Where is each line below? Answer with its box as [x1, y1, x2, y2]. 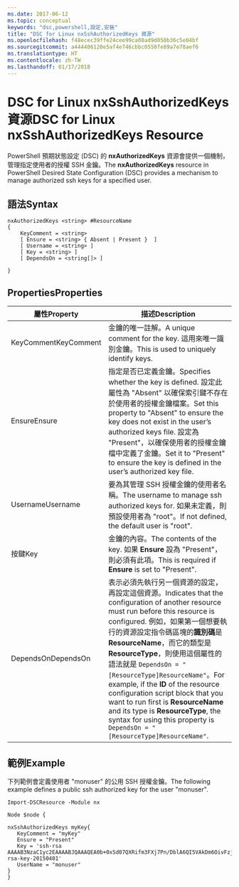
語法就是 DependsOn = [107, 659, 179, 669]
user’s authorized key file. [107, 467, 194, 477]
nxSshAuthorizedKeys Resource [7, 127, 204, 143]
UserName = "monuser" [16, 861, 81, 868]
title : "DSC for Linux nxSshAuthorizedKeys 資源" [7, 30, 155, 38]
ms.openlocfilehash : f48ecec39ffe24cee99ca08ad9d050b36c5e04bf [7, 37, 199, 44]
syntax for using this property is [107, 715, 215, 725]
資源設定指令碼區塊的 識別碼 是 [122, 627, 223, 637]
